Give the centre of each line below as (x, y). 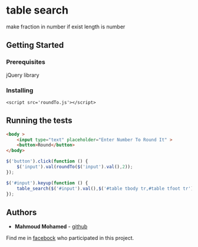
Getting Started (35, 45)
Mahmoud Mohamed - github (51, 227)
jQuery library (23, 75)
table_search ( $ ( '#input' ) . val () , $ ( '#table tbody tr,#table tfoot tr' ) (105, 188)
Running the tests (39, 121)
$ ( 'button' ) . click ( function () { (47, 161)
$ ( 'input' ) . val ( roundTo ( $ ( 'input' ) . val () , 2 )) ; (75, 167)
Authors (22, 212)
